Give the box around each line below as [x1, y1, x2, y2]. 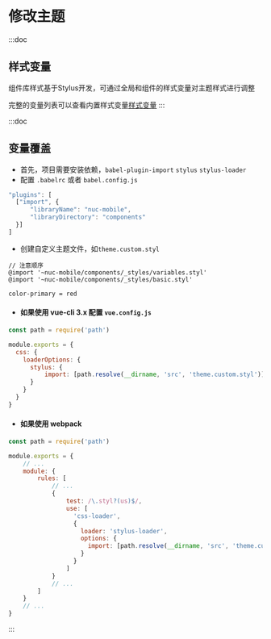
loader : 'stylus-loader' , [80, 527, 168, 535]
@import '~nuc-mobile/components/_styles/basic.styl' [8, 275, 194, 283]
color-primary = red [8, 290, 78, 298]
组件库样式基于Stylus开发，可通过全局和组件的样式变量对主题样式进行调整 [8, 82, 256, 93]
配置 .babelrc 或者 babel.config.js [19, 174, 139, 184]
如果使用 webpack [19, 419, 82, 428]
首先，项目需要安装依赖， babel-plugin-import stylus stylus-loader [19, 165, 247, 174]
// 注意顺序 [8, 261, 44, 269]
